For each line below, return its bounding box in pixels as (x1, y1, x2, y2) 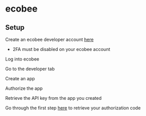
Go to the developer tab (5, 66, 55, 72)
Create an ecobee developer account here (5, 36, 94, 42)
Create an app (5, 76, 35, 81)
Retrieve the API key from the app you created (5, 95, 102, 101)
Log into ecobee (5, 56, 40, 62)
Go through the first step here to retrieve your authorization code (5, 105, 141, 111)
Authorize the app (5, 85, 43, 91)
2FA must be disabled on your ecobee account (12, 46, 111, 52)
